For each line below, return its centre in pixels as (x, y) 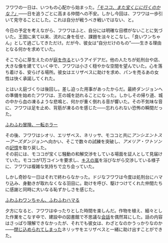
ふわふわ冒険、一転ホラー (31, 124)
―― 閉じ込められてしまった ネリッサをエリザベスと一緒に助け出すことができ (84, 229)
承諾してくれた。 (40, 78)
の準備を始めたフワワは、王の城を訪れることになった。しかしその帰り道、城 (84, 95)
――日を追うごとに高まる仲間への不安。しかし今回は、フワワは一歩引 (90, 13)
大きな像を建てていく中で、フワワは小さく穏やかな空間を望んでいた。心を (82, 66)
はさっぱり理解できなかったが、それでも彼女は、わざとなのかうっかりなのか (84, 223)
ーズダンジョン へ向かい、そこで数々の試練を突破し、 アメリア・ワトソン (88, 141)
